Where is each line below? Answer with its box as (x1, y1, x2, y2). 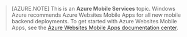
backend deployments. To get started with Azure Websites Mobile (11, 18, 177, 24)
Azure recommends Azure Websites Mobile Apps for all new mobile (11, 11, 181, 18)
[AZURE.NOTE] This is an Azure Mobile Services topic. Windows (11, 5, 176, 12)
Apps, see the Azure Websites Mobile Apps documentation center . (11, 24, 179, 31)
